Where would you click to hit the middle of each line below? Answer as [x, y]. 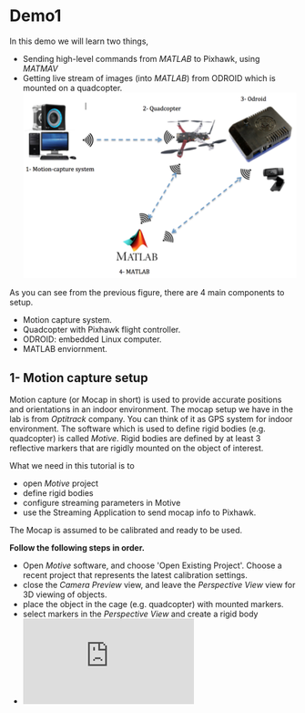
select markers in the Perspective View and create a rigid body [140, 614]
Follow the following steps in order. [77, 548]
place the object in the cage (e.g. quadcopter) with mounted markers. [153, 604]
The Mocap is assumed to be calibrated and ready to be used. [126, 531]
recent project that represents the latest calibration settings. [135, 575]
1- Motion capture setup [79, 378]
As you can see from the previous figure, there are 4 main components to [147, 293]
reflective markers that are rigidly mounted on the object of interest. [137, 449]
